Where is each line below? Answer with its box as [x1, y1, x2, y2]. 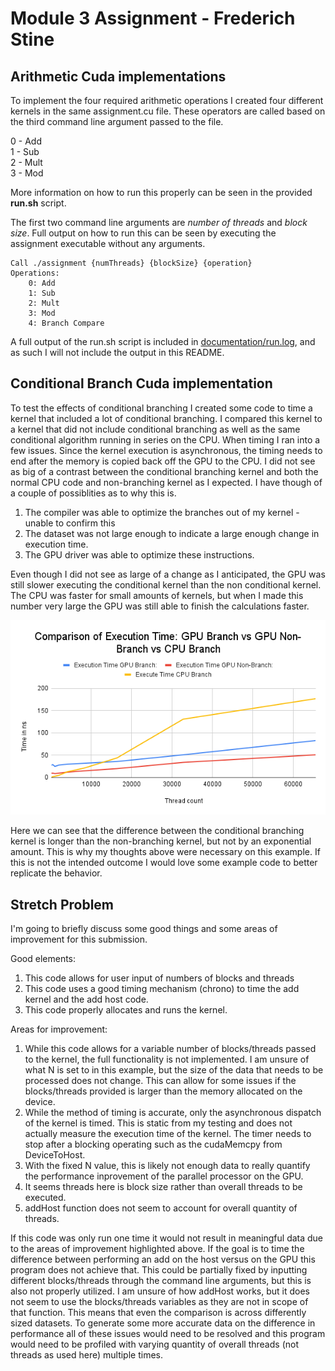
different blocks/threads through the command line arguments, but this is [10, 1275, 312, 1287]
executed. [24, 1192, 67, 1204]
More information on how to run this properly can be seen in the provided [10, 187, 313, 198]
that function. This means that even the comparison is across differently [10, 1307, 307, 1319]
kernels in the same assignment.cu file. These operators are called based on [10, 105, 326, 117]
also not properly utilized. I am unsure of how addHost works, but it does [10, 1285, 310, 1297]
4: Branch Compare [28, 318, 105, 328]
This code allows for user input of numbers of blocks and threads [24, 972, 295, 984]
